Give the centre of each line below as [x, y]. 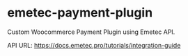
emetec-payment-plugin [80, 13]
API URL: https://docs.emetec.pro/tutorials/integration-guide [94, 45]
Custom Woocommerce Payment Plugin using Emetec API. [91, 32]
